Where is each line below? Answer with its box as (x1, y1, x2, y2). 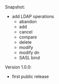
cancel (19, 29, 33, 34)
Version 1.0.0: (5, 64, 32, 70)
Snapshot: (5, 4, 25, 10)
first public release (12, 74, 49, 79)
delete (19, 39, 32, 45)
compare (19, 34, 37, 40)
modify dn (19, 50, 40, 55)
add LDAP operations (12, 14, 54, 19)
